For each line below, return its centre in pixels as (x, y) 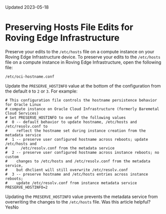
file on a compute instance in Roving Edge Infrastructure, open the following (83, 62)
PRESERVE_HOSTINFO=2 (27, 187)
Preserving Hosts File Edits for (69, 27)
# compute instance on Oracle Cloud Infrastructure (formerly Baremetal (82, 109)
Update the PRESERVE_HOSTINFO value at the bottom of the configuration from (83, 86)
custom (12, 157)
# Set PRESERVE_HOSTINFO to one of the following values (66, 117)
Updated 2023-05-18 (27, 7)
